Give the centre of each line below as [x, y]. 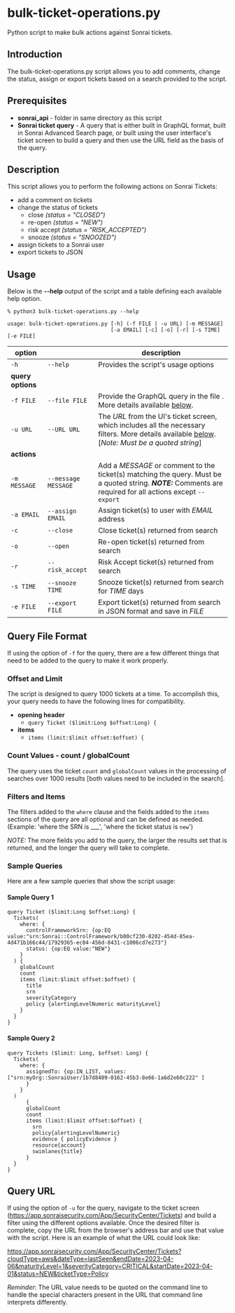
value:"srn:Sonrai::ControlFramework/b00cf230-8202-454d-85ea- [101, 937]
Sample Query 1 [30, 897]
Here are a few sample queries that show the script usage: [92, 881]
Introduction [35, 54]
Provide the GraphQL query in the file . [161, 396]
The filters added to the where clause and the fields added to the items [108, 811]
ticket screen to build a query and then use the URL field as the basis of [120, 140]
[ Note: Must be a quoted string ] [150, 443]
